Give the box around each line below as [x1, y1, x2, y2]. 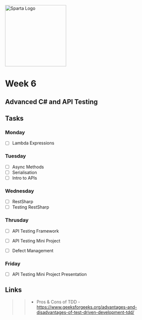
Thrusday [5, 217, 29, 224]
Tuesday [5, 153, 26, 160]
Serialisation [12, 169, 38, 175]
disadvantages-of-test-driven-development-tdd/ [36, 309, 135, 315]
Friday [5, 260, 20, 267]
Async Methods [12, 164, 44, 170]
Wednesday [5, 187, 34, 194]
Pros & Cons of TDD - [36, 299, 81, 305]
